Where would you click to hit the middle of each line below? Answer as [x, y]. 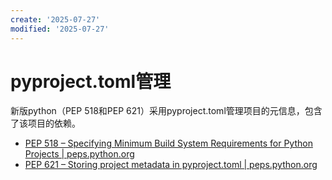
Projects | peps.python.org [79, 154]
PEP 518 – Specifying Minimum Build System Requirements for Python [168, 143]
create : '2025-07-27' [55, 19]
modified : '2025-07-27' [60, 29]
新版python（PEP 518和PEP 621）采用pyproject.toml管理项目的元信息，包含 [166, 111]
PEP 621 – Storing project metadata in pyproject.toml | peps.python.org [171, 165]
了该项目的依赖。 [45, 123]
